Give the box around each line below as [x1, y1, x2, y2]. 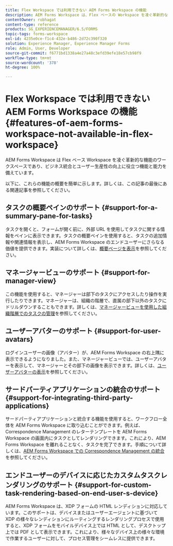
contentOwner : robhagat [5, 17, 57, 22]
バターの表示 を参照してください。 [18, 369, 91, 375]
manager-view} [5, 277, 57, 285]
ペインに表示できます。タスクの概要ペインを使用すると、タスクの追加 [14, 232, 163, 239]
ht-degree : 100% [5, 65, 40, 70]
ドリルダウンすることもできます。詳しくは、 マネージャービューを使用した [5, 304, 163, 310]
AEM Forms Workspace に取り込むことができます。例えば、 [15, 422, 143, 428]
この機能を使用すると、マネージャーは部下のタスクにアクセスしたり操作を [5, 291, 163, 297]
